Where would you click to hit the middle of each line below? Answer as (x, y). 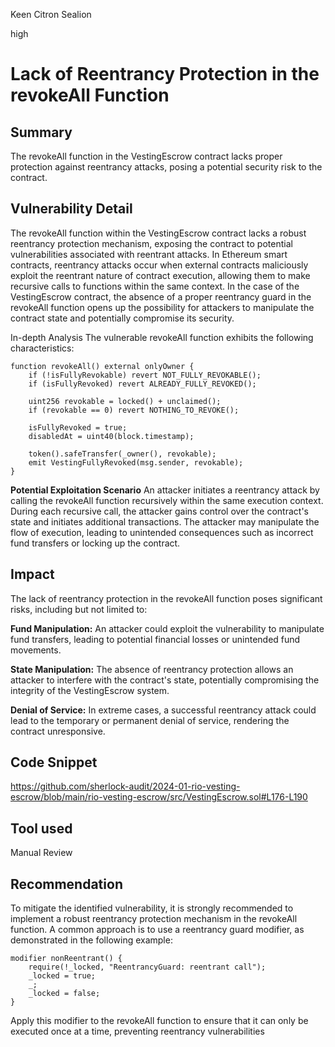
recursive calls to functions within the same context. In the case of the (155, 286)
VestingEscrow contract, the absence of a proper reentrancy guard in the (161, 296)
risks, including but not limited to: (79, 609)
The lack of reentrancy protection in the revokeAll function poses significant (166, 598)
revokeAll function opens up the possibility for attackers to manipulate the (162, 307)
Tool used (41, 828)
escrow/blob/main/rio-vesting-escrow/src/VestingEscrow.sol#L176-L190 (159, 797)
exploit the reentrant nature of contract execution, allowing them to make (160, 275)
